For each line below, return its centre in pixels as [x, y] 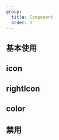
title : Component [32, 17]
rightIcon [23, 88]
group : [14, 12]
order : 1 [22, 22]
